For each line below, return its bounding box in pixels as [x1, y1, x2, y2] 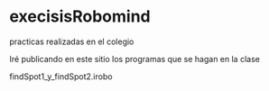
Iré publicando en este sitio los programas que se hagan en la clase [9, 53, 260, 64]
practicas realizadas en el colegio [9, 36, 134, 47]
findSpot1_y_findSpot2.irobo [9, 70, 113, 82]
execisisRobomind [9, 6, 151, 27]
